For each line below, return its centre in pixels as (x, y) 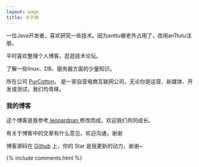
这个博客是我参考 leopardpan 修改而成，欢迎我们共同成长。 (80, 120)
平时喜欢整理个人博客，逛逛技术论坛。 (54, 55)
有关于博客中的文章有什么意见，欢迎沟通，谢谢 (64, 133)
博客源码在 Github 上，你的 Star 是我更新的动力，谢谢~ (74, 146)
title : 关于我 (23, 17)
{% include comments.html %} (44, 158)
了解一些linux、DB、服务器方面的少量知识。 (61, 68)
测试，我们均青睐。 (40, 89)
